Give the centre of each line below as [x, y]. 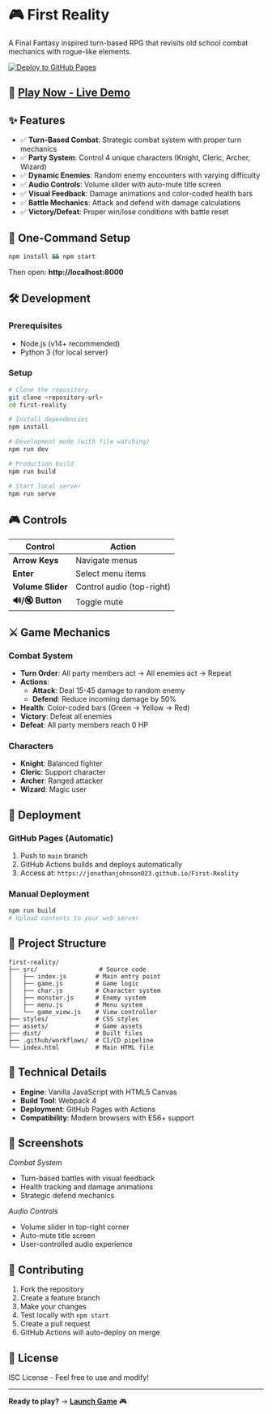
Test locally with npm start [64, 1315]
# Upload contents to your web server [74, 918]
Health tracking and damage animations [87, 1187]
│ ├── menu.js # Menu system [76, 1005]
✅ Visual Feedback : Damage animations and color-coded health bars [136, 194]
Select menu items [111, 574]
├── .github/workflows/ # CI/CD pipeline [81, 1040]
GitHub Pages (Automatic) [61, 838]
